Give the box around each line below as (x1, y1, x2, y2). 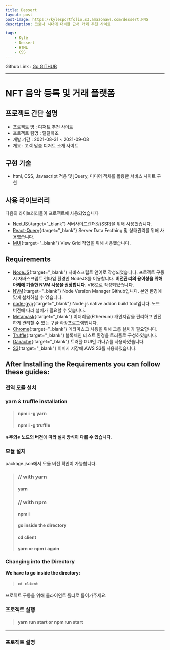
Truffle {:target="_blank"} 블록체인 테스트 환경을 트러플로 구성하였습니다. (12, 332, 158, 338)
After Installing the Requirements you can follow (5, 360, 161, 369)
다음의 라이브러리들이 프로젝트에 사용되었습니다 (5, 210, 99, 216)
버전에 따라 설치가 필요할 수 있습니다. (12, 307, 86, 313)
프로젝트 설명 (5, 639, 35, 646)
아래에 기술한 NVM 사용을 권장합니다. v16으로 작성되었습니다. (12, 282, 134, 288)
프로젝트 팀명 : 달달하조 (12, 130, 59, 136)
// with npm (17, 499, 47, 506)
